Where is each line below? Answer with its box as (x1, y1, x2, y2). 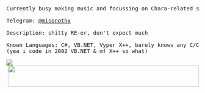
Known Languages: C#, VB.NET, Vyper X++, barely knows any (6, 42, 187, 48)
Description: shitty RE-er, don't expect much (6, 30, 148, 36)
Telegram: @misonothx (6, 18, 71, 24)
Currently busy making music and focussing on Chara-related (6, 5, 193, 12)
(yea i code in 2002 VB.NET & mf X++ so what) (6, 48, 148, 54)
